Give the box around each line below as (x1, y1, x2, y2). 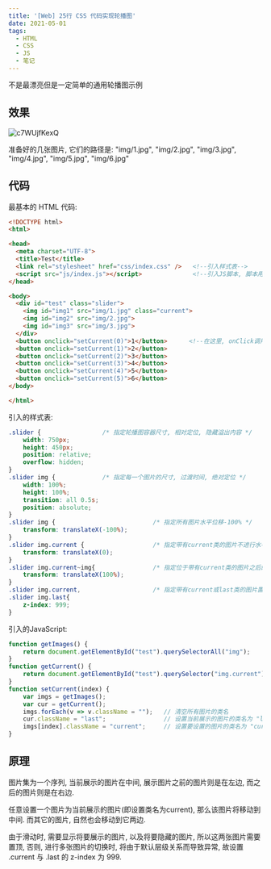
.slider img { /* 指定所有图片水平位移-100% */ (8, 518, 253, 527)
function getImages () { (8, 640, 89, 648)
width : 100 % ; (23, 481, 67, 489)
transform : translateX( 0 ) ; (23, 548, 114, 557)
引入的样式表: (8, 412, 54, 422)
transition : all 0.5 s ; (23, 495, 99, 504)
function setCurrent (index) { (8, 685, 110, 693)
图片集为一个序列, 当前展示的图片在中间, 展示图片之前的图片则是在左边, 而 (8, 777, 254, 787)
